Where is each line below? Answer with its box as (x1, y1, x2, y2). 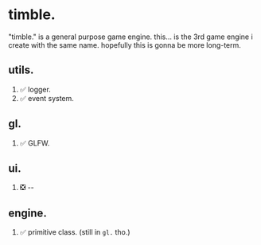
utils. (8, 64, 34, 77)
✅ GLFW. (19, 138, 50, 148)
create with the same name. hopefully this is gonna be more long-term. (8, 40, 241, 49)
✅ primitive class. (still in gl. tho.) (19, 227, 130, 237)
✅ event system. (19, 93, 74, 103)
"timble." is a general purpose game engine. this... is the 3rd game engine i (8, 32, 253, 41)
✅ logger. (19, 84, 52, 94)
